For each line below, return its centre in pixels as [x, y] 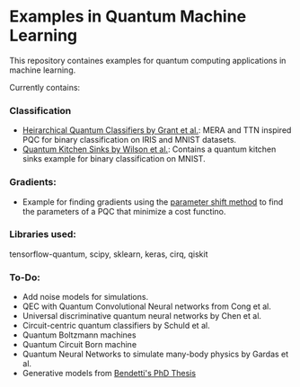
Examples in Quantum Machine [128, 17]
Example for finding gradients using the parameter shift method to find [153, 202]
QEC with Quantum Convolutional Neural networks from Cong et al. [147, 306]
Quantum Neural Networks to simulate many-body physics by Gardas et [155, 354]
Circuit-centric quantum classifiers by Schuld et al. [116, 326]
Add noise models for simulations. [85, 297]
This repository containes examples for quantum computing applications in [148, 60]
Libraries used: [43, 234]
